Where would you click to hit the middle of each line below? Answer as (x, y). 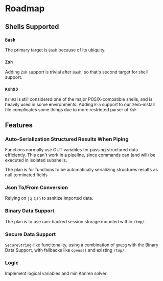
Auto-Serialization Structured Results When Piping (67, 139)
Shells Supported (32, 27)
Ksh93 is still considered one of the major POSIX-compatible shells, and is (79, 99)
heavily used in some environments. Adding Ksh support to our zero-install (80, 105)
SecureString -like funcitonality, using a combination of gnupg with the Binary (82, 245)
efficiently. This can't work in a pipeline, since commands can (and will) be (80, 155)
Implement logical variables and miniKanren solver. (56, 273)
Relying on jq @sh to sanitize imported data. (49, 198)
